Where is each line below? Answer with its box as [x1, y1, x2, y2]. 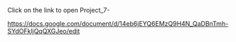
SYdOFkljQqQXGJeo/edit [7, 27, 80, 35]
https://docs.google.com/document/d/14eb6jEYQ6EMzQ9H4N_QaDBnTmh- [7, 20, 229, 27]
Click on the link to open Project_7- [7, 6, 110, 14]
